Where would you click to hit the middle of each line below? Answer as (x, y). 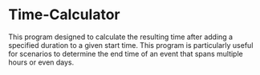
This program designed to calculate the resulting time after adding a (121, 37)
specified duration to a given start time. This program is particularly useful (131, 45)
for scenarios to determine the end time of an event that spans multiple (126, 53)
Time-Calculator (64, 15)
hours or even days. (41, 62)
